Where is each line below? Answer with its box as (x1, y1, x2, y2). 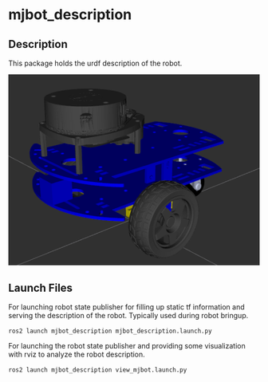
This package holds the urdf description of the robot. (8, 58, 183, 68)
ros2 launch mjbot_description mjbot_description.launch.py (8, 327, 213, 336)
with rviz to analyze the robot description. (8, 349, 145, 360)
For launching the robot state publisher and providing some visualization (8, 341, 246, 351)
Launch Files (8, 281, 73, 294)
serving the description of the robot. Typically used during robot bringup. (8, 311, 249, 321)
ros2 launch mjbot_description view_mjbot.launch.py (8, 366, 187, 374)
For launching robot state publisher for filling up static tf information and (8, 302, 245, 312)
